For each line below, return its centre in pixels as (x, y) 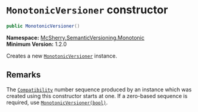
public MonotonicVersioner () (43, 26)
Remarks (24, 75)
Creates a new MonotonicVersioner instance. (62, 56)
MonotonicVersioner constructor (87, 10)
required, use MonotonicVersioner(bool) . (57, 102)
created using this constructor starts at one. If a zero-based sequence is (97, 96)
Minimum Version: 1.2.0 (36, 44)
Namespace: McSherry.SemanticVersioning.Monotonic (75, 38)
